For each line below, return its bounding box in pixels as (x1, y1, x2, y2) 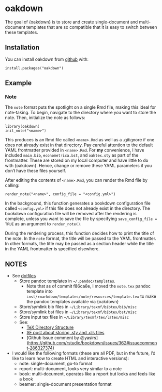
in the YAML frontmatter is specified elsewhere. (5, 246, 100, 252)
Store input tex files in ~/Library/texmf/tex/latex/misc (19, 314, 129, 320)
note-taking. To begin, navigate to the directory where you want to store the (5, 110, 156, 116)
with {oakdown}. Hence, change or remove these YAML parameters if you (5, 163, 152, 169)
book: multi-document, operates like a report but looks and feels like (19, 371, 156, 377)
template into (26, 289, 53, 294)
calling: (5, 183, 20, 188)
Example (5, 79, 32, 87)
